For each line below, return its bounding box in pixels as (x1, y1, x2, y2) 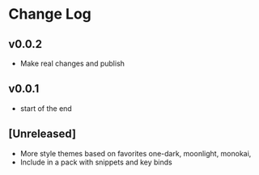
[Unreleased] (8, 127, 77, 141)
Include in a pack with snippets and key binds (19, 157, 172, 167)
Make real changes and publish (19, 58, 125, 68)
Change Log (8, 5, 91, 23)
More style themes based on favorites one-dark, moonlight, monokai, (19, 148, 252, 158)
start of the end (19, 103, 73, 113)
